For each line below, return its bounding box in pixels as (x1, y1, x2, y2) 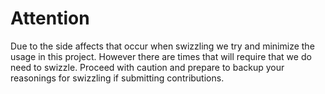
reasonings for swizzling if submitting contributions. (10, 72, 225, 84)
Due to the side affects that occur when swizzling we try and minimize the (10, 40, 315, 52)
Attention (10, 7, 90, 30)
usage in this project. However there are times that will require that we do (10, 50, 312, 62)
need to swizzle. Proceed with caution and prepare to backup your (10, 61, 285, 73)
